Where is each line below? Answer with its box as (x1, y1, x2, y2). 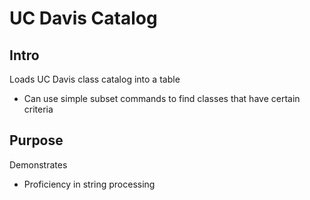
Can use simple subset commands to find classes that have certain (23, 93, 301, 104)
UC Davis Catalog (9, 7, 158, 30)
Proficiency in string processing (23, 178, 156, 190)
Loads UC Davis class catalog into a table (9, 73, 181, 85)
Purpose (9, 132, 64, 149)
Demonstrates (9, 158, 68, 171)
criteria (23, 103, 54, 115)
